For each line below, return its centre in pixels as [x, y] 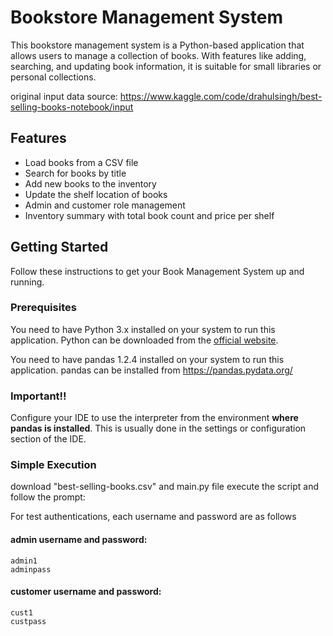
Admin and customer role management [105, 205]
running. [27, 282]
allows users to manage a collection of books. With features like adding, [158, 55]
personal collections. [53, 77]
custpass [28, 621]
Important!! [38, 396]
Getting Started [59, 247]
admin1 [24, 561]
